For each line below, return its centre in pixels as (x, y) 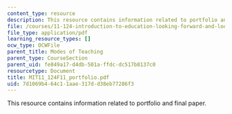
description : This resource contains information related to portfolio (112, 20)
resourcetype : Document (41, 71)
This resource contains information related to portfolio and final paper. (107, 103)
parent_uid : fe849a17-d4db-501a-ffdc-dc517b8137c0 (81, 65)
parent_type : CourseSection (48, 58)
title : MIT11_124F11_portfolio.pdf (58, 77)
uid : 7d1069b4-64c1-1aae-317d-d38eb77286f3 (71, 84)
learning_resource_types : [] (49, 39)
